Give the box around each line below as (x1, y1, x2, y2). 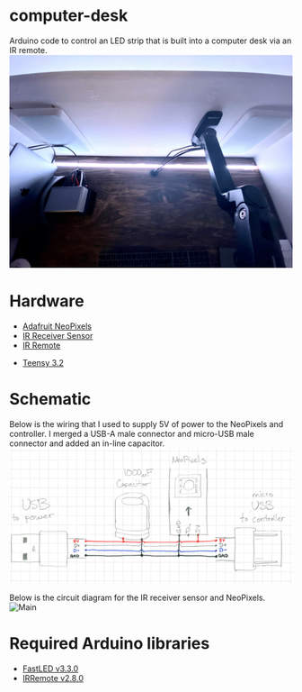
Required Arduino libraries (9, 633, 210, 654)
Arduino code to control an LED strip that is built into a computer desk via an (9, 35, 292, 46)
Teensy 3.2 (22, 357, 65, 368)
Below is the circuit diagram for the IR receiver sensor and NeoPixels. (9, 592, 266, 603)
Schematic (9, 389, 92, 410)
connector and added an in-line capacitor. (9, 438, 165, 449)
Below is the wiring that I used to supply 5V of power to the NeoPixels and (9, 418, 284, 429)
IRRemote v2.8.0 (22, 672, 84, 683)
